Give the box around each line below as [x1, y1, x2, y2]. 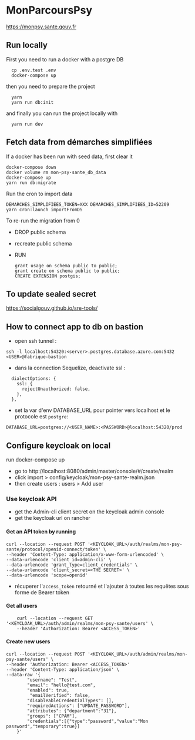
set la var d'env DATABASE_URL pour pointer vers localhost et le [14, 407, 170, 414]
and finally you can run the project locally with [6, 110, 118, 117]
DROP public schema [14, 228, 66, 235]
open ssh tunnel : [14, 338, 57, 345]
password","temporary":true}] [6, 723, 80, 729]
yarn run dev [11, 121, 43, 127]
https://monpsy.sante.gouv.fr [6, 23, 76, 30]
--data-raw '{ [6, 672, 41, 677]
